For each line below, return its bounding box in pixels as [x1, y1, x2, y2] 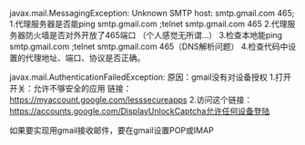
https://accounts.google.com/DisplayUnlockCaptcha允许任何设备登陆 [9, 106, 270, 116]
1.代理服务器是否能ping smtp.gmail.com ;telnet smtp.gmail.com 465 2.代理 [9, 18, 289, 29]
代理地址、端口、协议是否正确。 [25, 53, 146, 63]
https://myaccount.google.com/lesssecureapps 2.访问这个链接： [9, 94, 253, 105]
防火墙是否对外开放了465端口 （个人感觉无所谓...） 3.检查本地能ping [25, 30, 283, 40]
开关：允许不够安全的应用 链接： [9, 83, 132, 93]
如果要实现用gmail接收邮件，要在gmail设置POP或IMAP [9, 125, 214, 135]
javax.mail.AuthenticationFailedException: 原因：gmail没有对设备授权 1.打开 [9, 72, 291, 82]
